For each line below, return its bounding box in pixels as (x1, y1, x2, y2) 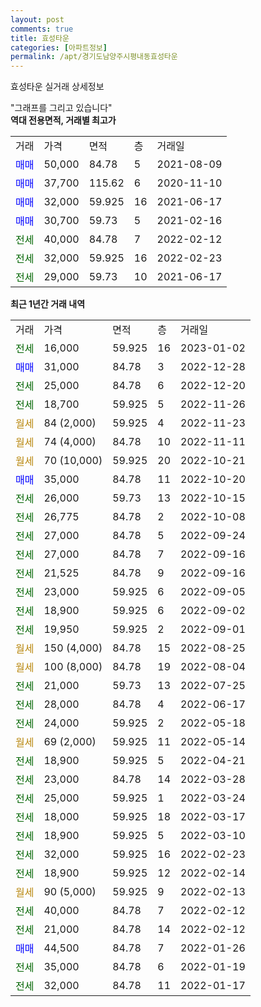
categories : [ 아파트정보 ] (10, 42, 108, 53)
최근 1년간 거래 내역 (10, 298, 86, 310)
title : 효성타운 (10, 33, 70, 43)
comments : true (10, 24, 74, 34)
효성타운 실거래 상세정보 (10, 81, 105, 93)
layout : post (10, 14, 65, 25)
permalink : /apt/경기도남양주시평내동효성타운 (10, 52, 178, 62)
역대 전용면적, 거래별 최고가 (10, 114, 117, 126)
